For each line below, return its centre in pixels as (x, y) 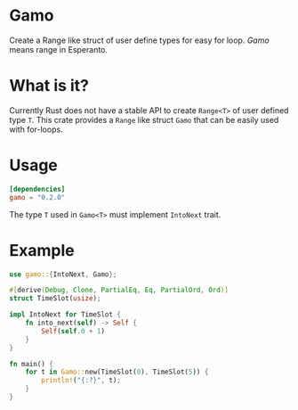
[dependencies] (37, 189)
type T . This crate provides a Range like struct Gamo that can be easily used (144, 119)
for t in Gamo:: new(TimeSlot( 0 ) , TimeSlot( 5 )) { (117, 372)
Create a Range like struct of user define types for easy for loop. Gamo (139, 40)
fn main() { (31, 364)
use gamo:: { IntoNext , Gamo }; (63, 274)
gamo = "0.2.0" (37, 197)
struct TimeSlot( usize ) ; (55, 299)
